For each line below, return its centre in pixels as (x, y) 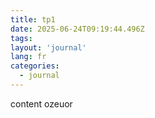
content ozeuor (41, 103)
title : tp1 (33, 19)
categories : (35, 66)
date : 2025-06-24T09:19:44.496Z (77, 29)
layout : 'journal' (48, 47)
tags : (21, 38)
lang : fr (28, 57)
